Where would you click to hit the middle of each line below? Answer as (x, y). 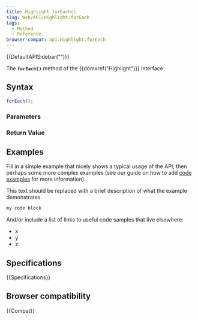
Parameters (23, 116)
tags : (13, 23)
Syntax (20, 87)
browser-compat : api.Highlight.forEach (56, 40)
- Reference (27, 34)
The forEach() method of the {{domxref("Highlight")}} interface (85, 68)
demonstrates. (24, 197)
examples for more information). (46, 179)
